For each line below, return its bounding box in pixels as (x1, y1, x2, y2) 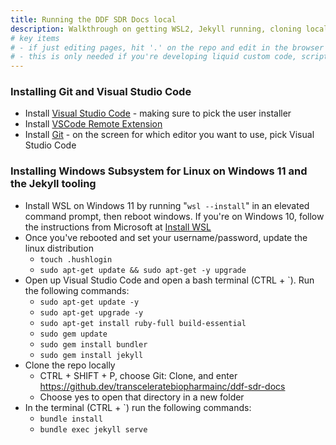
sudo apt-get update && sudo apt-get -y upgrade (39, 265, 247, 275)
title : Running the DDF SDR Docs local (10, 14, 177, 25)
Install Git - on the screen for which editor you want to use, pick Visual (24, 129, 315, 141)
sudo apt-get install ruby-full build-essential (39, 318, 247, 328)
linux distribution (24, 242, 94, 254)
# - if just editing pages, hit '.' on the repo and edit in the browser (10, 42, 325, 53)
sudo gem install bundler (39, 339, 148, 350)
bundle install (39, 414, 103, 424)
